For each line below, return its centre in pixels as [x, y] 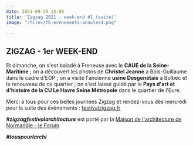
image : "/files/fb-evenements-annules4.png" [61, 22]
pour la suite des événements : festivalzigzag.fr [63, 108]
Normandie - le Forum [33, 125]
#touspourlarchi [26, 137]
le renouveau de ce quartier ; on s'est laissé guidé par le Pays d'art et [90, 84]
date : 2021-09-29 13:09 [35, 11]
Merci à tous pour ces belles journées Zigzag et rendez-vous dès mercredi [96, 102]
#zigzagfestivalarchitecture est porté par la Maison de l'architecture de [94, 119]
